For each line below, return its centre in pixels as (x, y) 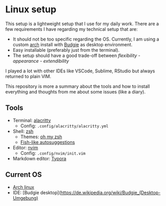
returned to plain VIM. (28, 76)
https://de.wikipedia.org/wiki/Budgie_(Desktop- (111, 192)
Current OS (24, 175)
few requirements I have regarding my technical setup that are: (71, 29)
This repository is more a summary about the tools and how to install (78, 86)
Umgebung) (25, 198)
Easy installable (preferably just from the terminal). (66, 50)
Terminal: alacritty (32, 120)
